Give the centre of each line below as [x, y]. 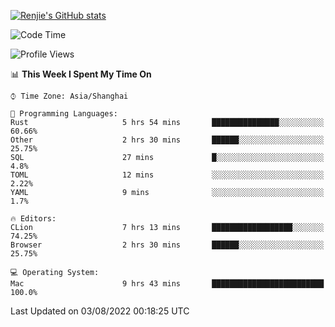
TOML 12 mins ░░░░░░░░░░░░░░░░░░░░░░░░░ [167, 175]
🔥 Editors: [33, 219]
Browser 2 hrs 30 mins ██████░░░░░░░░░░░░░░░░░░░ [167, 245]
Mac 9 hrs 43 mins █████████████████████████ [167, 284]
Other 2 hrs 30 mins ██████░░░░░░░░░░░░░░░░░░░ [167, 140]
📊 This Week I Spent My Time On [81, 74]
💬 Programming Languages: [64, 114]
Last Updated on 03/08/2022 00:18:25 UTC [100, 311]
